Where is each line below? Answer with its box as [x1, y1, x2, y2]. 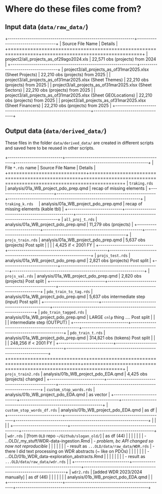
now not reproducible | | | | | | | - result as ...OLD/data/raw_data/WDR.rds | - [5, 443, 155, 449]
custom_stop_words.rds [46, 387, 93, 392]
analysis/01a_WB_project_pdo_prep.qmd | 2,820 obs [37, 273, 142, 279]
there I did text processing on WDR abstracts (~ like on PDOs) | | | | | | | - [5, 448, 149, 454]
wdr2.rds [72, 470, 89, 475]
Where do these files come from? [5, 3, 142, 15]
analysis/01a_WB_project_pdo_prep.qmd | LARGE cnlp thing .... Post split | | [5, 314, 155, 320]
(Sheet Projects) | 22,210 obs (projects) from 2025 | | [5, 72, 111, 77]
